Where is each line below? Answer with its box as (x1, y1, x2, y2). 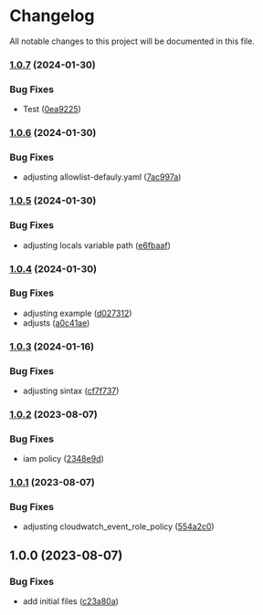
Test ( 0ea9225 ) (22, 104, 82, 115)
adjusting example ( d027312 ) (22, 307, 132, 318)
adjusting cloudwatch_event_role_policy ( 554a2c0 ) (22, 521, 215, 532)
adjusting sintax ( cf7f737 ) (22, 385, 120, 397)
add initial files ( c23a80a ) (22, 596, 119, 607)
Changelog (9, 5, 95, 26)
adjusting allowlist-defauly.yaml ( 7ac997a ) (22, 172, 182, 182)
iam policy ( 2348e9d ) (22, 453, 105, 464)
